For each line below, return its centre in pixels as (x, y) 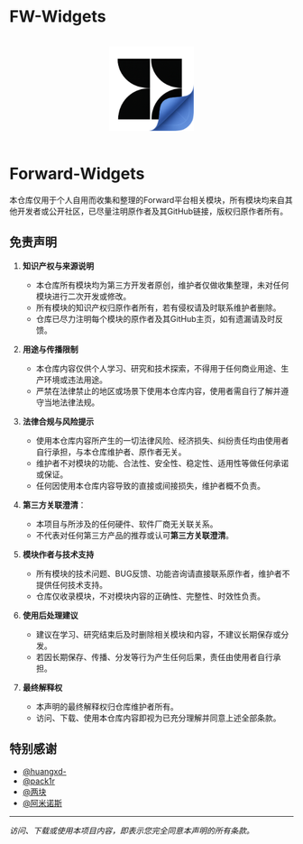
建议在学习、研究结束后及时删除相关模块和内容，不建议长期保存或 (158, 634)
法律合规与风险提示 (58, 421)
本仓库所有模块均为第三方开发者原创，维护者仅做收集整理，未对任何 (162, 285)
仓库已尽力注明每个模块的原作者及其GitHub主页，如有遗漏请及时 (156, 318)
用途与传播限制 (50, 349)
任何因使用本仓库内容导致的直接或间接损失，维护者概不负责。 (151, 485)
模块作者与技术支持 (58, 554)
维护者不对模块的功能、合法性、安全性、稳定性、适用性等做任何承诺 (162, 463)
